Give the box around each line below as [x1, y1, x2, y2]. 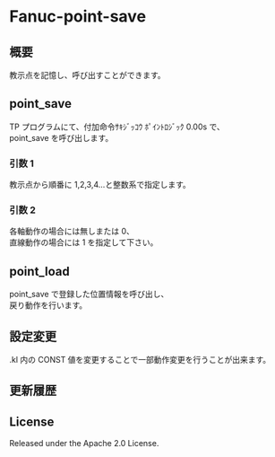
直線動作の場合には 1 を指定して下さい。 [9, 237, 159, 248]
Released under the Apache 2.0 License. [9, 438, 159, 449]
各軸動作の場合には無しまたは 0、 [9, 226, 134, 237]
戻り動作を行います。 [9, 300, 88, 311]
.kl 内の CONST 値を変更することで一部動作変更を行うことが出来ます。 [9, 355, 271, 365]
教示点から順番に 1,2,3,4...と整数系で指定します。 [9, 180, 191, 190]
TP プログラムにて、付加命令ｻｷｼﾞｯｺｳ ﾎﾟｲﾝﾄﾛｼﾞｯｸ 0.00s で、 [9, 121, 226, 132]
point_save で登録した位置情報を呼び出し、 [9, 289, 169, 300]
